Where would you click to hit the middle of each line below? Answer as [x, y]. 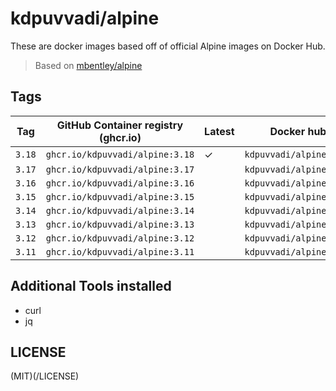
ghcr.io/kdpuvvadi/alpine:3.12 [120, 238]
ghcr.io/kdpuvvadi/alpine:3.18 [120, 154]
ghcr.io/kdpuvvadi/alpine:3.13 [120, 224]
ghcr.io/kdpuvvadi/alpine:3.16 [120, 183]
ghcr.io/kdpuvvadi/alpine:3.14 [120, 210]
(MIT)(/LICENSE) [45, 376]
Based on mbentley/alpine [88, 65]
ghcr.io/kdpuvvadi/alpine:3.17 [120, 169]
